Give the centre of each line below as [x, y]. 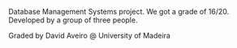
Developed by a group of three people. [73, 20]
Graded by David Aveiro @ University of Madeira [89, 36]
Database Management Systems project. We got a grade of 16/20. [119, 12]
